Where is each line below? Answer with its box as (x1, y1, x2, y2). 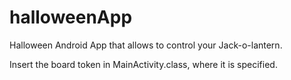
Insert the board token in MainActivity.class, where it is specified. (9, 58, 278, 70)
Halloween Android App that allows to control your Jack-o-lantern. (9, 39, 283, 51)
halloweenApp (9, 6, 133, 29)
